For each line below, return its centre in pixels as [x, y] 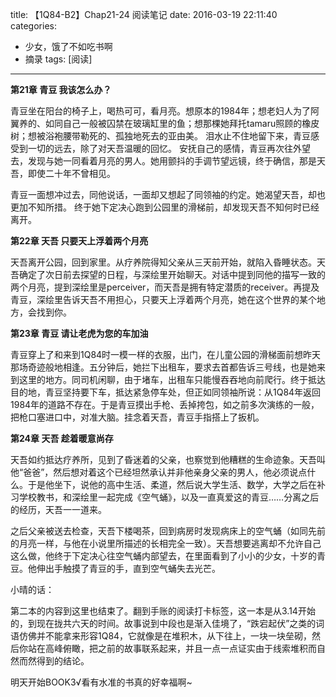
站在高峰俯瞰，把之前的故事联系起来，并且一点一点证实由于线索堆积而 [172, 648]
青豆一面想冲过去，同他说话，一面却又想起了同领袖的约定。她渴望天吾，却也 [168, 194]
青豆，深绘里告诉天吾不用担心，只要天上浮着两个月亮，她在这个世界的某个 [163, 299]
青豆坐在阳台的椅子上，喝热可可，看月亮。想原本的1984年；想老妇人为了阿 [165, 111]
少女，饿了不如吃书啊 [68, 46]
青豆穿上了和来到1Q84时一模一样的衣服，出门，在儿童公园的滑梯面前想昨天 [166, 354]
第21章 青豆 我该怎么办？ [61, 89]
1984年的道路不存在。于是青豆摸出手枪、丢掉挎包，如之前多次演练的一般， [165, 404]
